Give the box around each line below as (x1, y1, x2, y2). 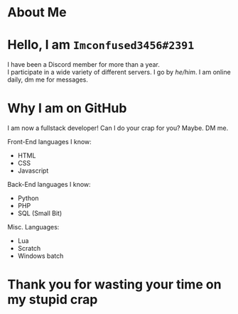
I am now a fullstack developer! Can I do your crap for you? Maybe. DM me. (7, 124, 229, 132)
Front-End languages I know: (7, 138, 92, 146)
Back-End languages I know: (7, 180, 91, 189)
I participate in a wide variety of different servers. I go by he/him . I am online (7, 68, 231, 77)
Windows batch (17, 251, 64, 260)
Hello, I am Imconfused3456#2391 (7, 37, 195, 53)
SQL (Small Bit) (17, 209, 63, 217)
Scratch (17, 244, 41, 253)
